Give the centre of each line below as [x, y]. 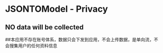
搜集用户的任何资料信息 [33, 46]
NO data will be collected [44, 27]
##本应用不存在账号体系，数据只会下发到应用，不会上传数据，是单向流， [80, 40]
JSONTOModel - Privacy [56, 9]
